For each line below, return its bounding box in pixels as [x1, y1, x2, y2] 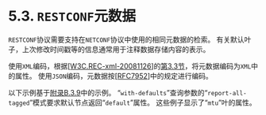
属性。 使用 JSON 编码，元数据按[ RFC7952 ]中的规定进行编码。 [14, 71, 213, 80]
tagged [8, 99, 30, 107]
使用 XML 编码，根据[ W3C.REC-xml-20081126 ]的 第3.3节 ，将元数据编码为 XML [8, 61, 252, 71]
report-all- [207, 89, 248, 97]
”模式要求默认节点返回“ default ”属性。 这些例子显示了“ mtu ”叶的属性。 [29, 98, 256, 107]
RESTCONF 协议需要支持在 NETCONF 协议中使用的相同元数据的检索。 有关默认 [8, 35, 245, 44]
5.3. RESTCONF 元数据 [8, 7, 137, 25]
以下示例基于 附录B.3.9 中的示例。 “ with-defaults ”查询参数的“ [8, 87, 208, 97]
